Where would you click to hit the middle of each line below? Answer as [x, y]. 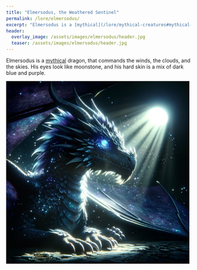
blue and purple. [26, 73]
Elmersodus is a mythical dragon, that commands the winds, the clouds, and [98, 60]
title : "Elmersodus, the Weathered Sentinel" [62, 12]
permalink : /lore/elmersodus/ [43, 18]
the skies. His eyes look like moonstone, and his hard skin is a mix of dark [95, 67]
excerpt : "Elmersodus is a [39, 25]
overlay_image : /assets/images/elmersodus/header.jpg [78, 37]
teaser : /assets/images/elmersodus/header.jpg [69, 43]
